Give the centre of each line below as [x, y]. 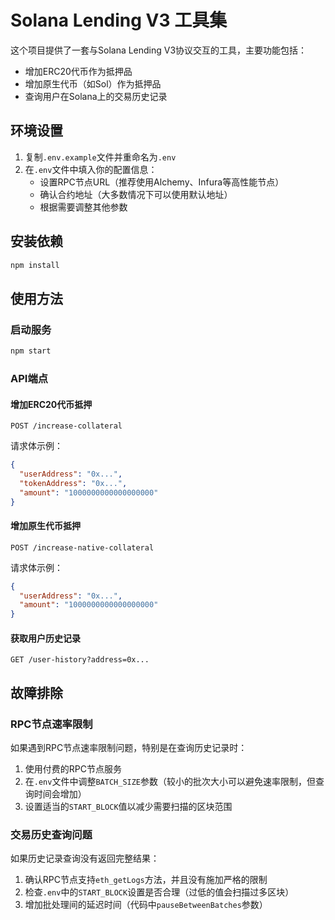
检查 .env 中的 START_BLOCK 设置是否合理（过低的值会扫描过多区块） [159, 892]
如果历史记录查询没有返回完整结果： [85, 858]
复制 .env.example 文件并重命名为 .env [100, 157]
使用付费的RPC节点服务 [73, 769]
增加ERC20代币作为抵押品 [78, 71]
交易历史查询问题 [51, 835]
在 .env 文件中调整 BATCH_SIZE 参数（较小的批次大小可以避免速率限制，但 [170, 782]
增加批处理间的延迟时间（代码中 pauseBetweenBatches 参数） [146, 905]
